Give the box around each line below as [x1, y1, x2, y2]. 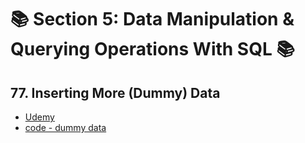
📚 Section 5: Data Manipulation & [10, 8, 295, 31]
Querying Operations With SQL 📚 [10, 38, 295, 61]
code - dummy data [24, 122, 107, 133]
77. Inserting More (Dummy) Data [10, 84, 221, 101]
